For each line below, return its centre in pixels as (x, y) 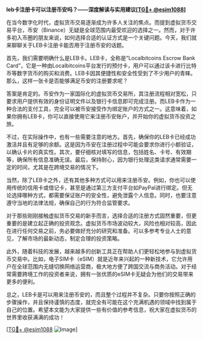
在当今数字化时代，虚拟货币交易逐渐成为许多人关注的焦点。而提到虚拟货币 (99, 22)
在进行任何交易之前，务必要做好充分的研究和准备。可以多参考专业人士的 (96, 231)
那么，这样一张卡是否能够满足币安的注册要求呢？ (67, 81)
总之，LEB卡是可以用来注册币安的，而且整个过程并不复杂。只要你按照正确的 (101, 294)
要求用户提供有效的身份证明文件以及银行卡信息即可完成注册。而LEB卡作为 (98, 101)
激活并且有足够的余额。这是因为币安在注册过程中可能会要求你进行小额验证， (101, 144)
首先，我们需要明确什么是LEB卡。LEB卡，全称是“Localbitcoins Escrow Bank (101, 58)
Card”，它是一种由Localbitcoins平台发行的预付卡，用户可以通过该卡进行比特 (101, 65)
